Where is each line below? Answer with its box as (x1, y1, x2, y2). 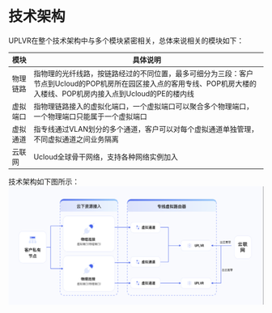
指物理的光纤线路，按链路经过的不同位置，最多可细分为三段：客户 (33, 68, 253, 78)
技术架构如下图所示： (8, 176, 79, 186)
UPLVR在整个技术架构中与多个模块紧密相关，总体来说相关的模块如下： (8, 36, 244, 45)
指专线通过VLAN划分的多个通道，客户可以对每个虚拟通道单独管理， (33, 125, 259, 134)
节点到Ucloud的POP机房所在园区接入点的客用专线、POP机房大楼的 (33, 78, 257, 88)
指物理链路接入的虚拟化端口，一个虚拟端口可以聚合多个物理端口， (33, 101, 253, 111)
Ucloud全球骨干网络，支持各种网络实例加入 (33, 152, 178, 162)
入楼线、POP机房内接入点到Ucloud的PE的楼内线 (33, 88, 194, 98)
